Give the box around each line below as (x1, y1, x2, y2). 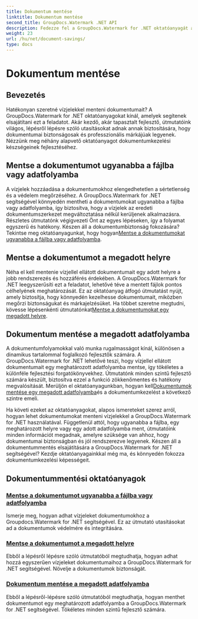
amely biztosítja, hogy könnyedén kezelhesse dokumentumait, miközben (6, 293, 182, 301)
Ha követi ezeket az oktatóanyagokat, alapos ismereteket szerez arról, (6, 406, 177, 413)
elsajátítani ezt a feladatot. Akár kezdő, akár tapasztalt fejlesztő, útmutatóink (6, 118, 192, 126)
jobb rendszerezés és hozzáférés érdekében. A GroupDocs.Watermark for (6, 275, 187, 282)
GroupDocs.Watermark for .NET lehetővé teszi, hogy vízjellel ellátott (6, 357, 171, 364)
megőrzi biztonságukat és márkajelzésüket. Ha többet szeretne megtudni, (6, 299, 186, 307)
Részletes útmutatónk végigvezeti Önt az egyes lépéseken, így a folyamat (6, 216, 185, 224)
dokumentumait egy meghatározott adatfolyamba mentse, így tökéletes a (6, 364, 184, 371)
